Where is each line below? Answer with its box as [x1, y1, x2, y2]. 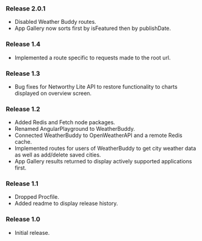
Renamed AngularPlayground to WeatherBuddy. [14, 125, 135, 133]
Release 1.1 [5, 179, 38, 188]
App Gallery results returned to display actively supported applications [14, 158, 192, 165]
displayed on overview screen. [14, 89, 92, 97]
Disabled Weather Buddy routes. [14, 18, 96, 26]
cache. [14, 138, 32, 146]
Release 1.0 [5, 215, 40, 224]
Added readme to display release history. [14, 200, 118, 207]
